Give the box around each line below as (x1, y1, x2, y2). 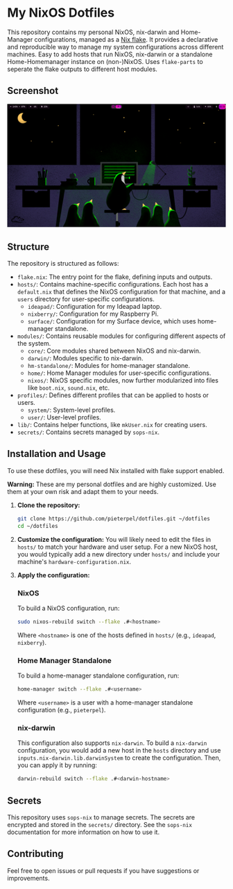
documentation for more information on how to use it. (7, 828, 160, 836)
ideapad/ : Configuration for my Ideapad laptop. (27, 303, 162, 311)
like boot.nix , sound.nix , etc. (27, 384, 110, 392)
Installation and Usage (7, 448, 106, 460)
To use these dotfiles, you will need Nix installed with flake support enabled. (7, 466, 225, 474)
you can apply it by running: (17, 761, 97, 769)
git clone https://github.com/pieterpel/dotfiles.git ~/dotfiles (17, 515, 210, 522)
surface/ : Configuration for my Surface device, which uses (27, 317, 196, 326)
